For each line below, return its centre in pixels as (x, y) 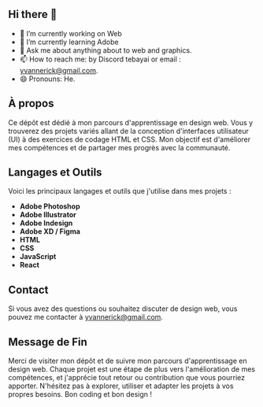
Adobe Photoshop (50, 206)
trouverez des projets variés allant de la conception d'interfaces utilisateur (129, 131)
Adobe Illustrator (48, 215)
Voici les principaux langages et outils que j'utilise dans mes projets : (120, 191)
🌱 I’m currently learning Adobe (69, 42)
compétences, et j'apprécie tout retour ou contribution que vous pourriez (127, 378)
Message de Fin (48, 342)
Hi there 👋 (33, 15)
